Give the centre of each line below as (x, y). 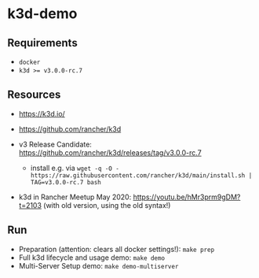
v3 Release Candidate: (55, 144)
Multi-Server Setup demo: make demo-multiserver (98, 265)
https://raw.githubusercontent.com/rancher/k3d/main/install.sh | (141, 175)
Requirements (42, 43)
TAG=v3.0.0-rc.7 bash (66, 182)
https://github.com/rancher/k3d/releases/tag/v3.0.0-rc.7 (110, 152)
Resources (34, 95)
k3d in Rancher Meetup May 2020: (75, 197)
